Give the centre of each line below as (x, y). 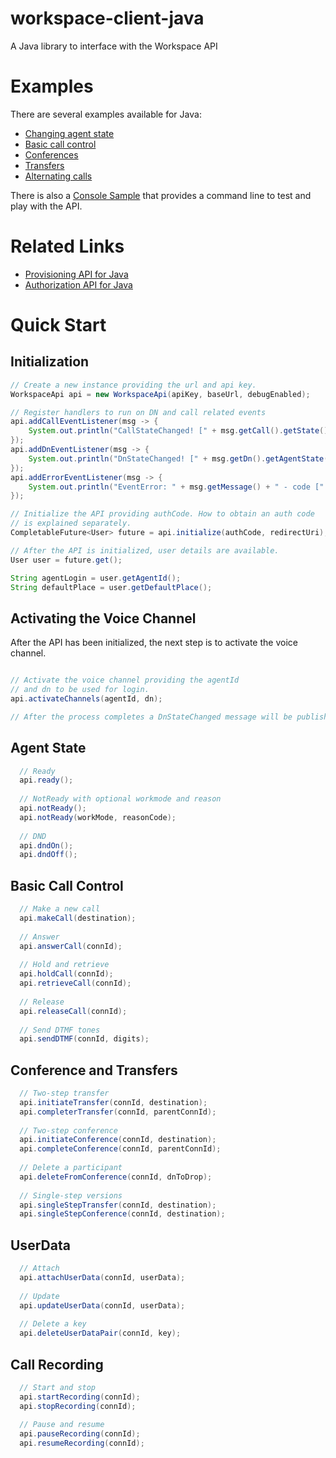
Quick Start (58, 325)
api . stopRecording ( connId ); (78, 1406)
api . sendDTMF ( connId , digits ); (84, 1039)
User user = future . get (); (66, 560)
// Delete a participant (71, 1168)
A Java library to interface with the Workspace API (114, 46)
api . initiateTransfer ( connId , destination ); (113, 1102)
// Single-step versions (71, 1195)
